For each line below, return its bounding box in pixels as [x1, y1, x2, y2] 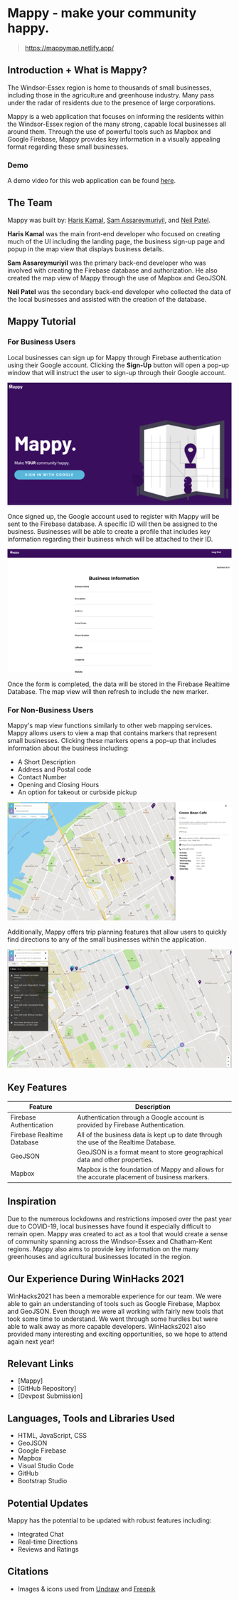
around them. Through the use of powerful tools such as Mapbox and [7, 127, 211, 136]
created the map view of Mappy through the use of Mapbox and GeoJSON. [7, 273, 228, 282]
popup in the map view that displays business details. [7, 244, 164, 253]
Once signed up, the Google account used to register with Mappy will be [7, 512, 220, 520]
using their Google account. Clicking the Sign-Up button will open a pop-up [7, 361, 230, 369]
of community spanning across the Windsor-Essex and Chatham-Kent [7, 1237, 213, 1246]
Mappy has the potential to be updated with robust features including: [7, 1516, 212, 1525]
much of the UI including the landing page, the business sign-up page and [7, 237, 225, 246]
